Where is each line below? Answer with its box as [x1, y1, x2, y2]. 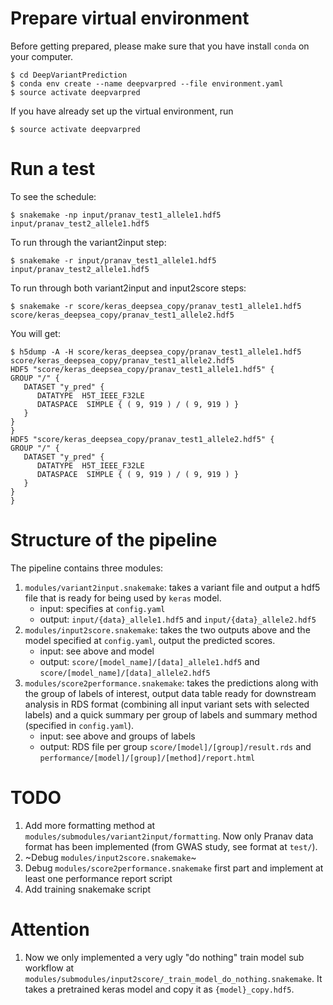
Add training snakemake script [24, 883, 152, 895]
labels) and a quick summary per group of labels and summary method [24, 708, 318, 721]
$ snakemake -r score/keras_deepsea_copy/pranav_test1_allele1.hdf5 [10, 301, 302, 311]
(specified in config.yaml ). [24, 719, 135, 731]
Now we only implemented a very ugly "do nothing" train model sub [24, 951, 305, 963]
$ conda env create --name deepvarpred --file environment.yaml [10, 78, 284, 89]
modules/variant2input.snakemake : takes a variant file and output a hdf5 [24, 581, 321, 593]
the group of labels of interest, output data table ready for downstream [24, 687, 317, 699]
